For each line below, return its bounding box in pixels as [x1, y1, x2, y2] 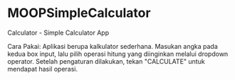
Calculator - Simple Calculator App [7, 28, 109, 37]
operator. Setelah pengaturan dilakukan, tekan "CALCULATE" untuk [7, 57, 205, 65]
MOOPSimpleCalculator [7, 5, 151, 21]
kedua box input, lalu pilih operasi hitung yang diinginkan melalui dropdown [7, 50, 229, 58]
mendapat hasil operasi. [7, 64, 78, 73]
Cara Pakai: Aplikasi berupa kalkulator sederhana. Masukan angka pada [7, 42, 219, 50]
